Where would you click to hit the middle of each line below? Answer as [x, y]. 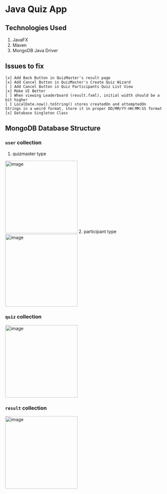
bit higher [16, 100]
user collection [23, 143]
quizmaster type [29, 154]
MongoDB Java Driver [35, 50]
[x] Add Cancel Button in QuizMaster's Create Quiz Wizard [68, 82]
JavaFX [20, 40]
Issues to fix [24, 66]
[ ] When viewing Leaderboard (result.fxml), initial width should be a [82, 95]
